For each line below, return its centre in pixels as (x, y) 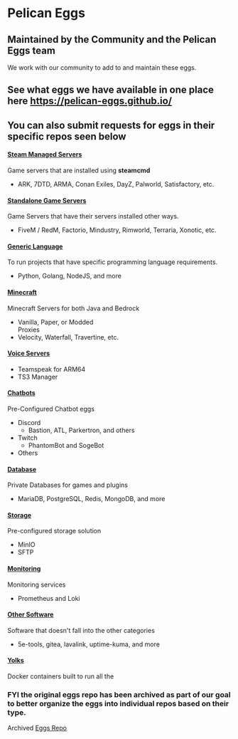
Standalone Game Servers (47, 200)
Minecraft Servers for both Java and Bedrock (74, 308)
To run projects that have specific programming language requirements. (113, 262)
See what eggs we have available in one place (111, 90)
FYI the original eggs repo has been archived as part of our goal (119, 694)
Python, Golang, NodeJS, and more (70, 276)
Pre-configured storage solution (54, 531)
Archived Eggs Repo (37, 728)
